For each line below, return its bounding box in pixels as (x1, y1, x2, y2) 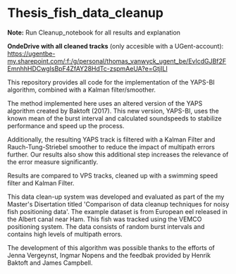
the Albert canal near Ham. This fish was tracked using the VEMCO (7, 215, 202, 223)
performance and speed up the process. (7, 121, 125, 130)
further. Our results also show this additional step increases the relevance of (7, 150, 229, 158)
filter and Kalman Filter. (7, 178, 75, 187)
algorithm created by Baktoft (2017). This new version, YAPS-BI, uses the (7, 106, 220, 115)
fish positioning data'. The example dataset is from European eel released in (7, 207, 228, 216)
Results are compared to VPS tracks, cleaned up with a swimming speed (7, 171, 218, 180)
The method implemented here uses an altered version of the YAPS (7, 99, 203, 107)
